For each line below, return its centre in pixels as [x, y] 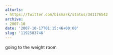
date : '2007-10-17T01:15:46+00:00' [42, 28]
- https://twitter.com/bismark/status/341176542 [56, 14]
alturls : [14, 10]
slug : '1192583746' [25, 33]
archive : [14, 19]
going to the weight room [31, 47]
